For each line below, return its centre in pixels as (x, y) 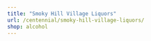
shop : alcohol (28, 26)
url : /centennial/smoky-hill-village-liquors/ (76, 20)
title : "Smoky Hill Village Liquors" (62, 14)
